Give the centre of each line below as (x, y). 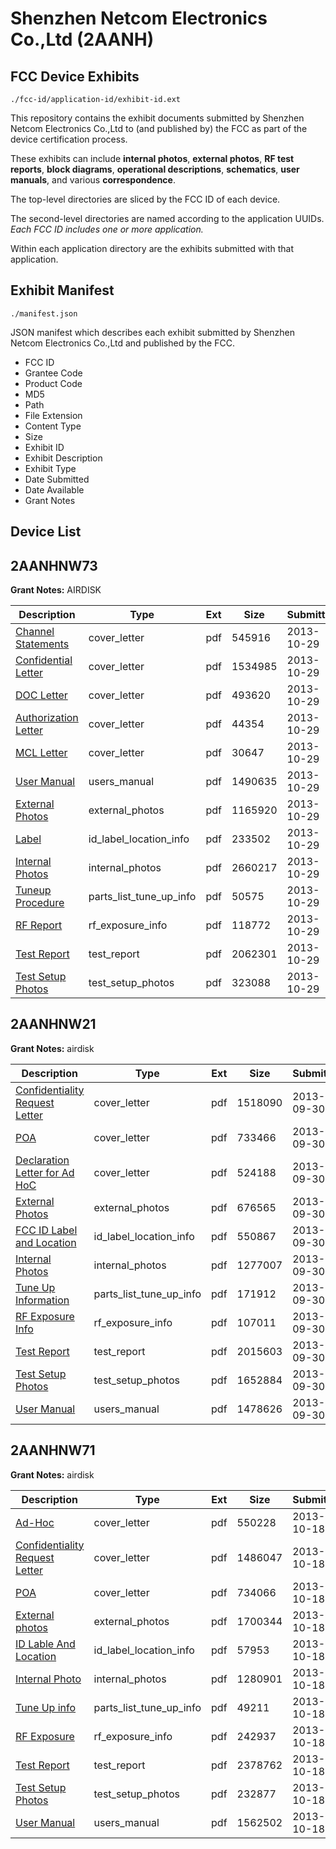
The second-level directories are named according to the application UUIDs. (167, 218)
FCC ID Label (46, 1230)
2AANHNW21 (53, 1024)
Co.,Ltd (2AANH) (82, 39)
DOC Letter (41, 695)
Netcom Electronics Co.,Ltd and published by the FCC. (122, 343)
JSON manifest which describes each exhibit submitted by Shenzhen (152, 332)
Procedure (40, 903)
